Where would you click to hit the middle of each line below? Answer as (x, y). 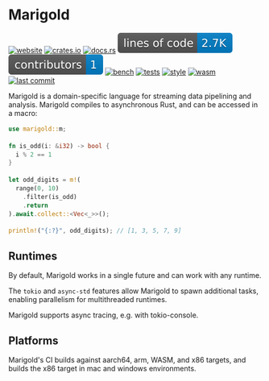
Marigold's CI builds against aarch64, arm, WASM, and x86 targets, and (127, 359)
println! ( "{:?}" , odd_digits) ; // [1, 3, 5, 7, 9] (95, 231)
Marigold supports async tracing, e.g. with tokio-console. (103, 315)
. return (35, 205)
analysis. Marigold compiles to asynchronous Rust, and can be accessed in (133, 104)
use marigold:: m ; (37, 129)
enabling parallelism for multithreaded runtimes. (88, 300)
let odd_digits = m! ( (45, 180)
